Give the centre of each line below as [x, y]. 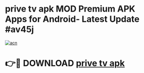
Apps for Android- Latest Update [72, 19]
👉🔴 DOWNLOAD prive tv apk [65, 63]
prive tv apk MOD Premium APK [70, 9]
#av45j [19, 29]
